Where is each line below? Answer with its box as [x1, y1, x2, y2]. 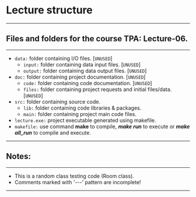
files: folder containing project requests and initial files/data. [23, 86, 172, 93]
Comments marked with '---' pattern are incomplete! [14, 178, 141, 185]
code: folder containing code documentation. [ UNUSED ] [23, 79, 153, 86]
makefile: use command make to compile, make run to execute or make [14, 123, 190, 130]
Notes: [6, 152, 31, 161]
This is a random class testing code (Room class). [14, 173, 134, 180]
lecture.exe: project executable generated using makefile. [14, 117, 156, 124]
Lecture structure [6, 3, 93, 17]
